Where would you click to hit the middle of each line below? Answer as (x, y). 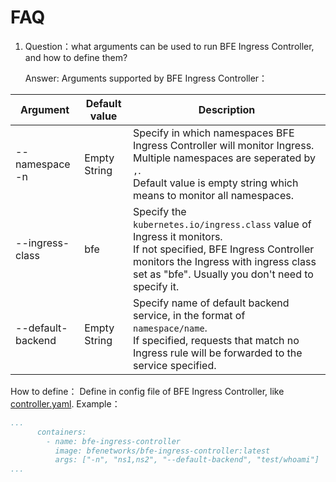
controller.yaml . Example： (65, 403)
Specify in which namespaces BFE (214, 133)
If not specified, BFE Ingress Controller (224, 249)
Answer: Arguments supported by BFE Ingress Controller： (146, 78)
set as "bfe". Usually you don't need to (223, 274)
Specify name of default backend (211, 303)
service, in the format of (189, 315)
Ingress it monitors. (178, 236)
